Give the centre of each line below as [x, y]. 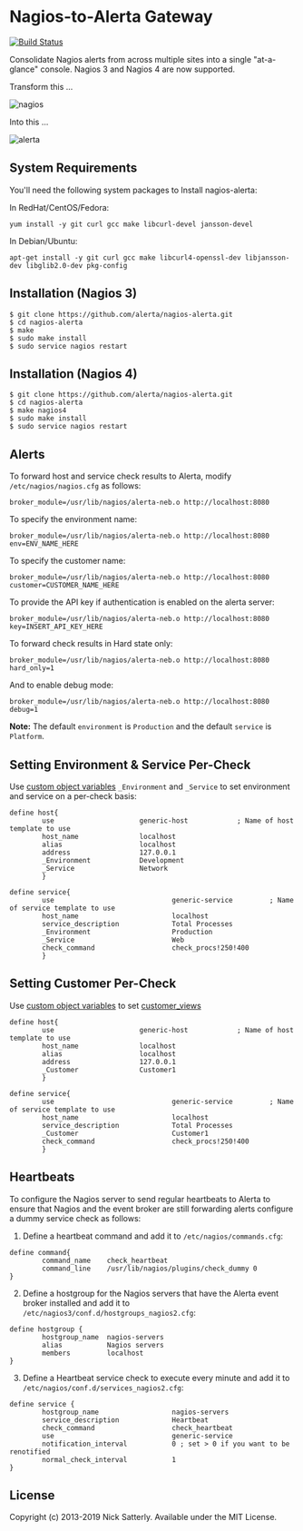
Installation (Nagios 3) [73, 294]
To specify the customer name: [68, 561]
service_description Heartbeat [125, 1420]
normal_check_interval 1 [109, 1459]
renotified [30, 1452]
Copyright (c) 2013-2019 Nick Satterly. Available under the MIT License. [143, 1517]
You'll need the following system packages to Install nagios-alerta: [133, 190]
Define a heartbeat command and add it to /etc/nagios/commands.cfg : [153, 1236]
